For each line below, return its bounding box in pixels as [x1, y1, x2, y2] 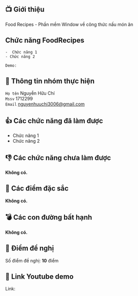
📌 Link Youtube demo [5, 272, 74, 281]
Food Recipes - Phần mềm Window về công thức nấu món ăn [5, 21, 133, 28]
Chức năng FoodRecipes [5, 36, 85, 45]
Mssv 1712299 [5, 96, 33, 102]
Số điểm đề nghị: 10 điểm [5, 257, 59, 263]
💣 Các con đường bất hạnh [5, 213, 92, 222]
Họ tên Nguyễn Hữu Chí [5, 90, 55, 96]
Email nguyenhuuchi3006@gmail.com [5, 101, 85, 107]
